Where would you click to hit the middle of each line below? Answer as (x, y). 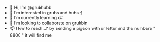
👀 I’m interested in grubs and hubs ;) (46, 13)
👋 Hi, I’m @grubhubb (30, 7)
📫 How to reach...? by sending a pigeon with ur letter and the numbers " (82, 28)
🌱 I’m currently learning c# (36, 18)
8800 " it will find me (31, 35)
